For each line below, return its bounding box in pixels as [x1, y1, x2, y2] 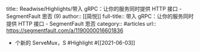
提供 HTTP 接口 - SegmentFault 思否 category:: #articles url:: [6, 20, 156, 27]
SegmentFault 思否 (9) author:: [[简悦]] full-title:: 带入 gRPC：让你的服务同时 [6, 13, 194, 20]
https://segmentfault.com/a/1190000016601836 [6, 27, 124, 34]
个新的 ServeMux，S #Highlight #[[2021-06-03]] [14, 39, 136, 46]
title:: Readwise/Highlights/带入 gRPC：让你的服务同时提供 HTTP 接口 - [6, 5, 182, 12]
